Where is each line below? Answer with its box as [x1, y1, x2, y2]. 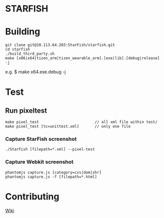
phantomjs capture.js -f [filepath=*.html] [5, 174, 97, 179]
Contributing [5, 191, 59, 202]
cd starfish [5, 47, 30, 52]
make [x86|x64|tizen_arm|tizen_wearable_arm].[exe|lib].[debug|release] [5, 56, 160, 61]
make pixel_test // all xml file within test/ [5, 120, 157, 125]
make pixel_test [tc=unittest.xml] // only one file [5, 124, 131, 129]
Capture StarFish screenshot [5, 136, 77, 143]
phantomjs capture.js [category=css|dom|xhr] [5, 170, 101, 175]
